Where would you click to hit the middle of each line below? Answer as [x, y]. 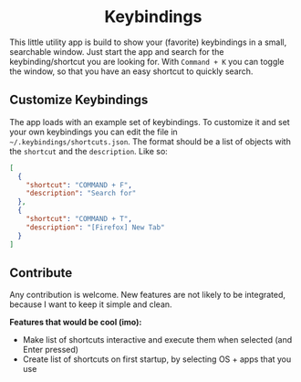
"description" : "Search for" [81, 194]
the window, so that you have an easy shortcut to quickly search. [131, 71]
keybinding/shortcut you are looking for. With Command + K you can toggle [147, 61]
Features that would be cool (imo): [76, 323]
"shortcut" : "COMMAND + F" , [79, 185]
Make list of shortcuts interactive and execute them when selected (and [157, 340]
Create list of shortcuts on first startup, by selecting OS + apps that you [157, 359]
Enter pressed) [51, 350]
